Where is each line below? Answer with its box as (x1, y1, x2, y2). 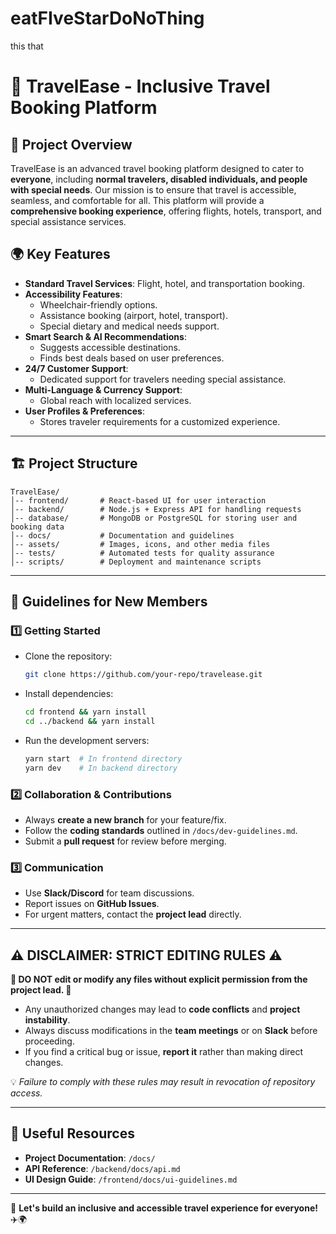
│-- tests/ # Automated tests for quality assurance (10, 548, 275, 558)
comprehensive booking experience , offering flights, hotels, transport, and (10, 205, 322, 217)
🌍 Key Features (10, 246, 111, 263)
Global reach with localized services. (39, 394, 192, 406)
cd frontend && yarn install (24, 707, 147, 717)
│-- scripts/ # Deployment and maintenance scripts (10, 557, 262, 567)
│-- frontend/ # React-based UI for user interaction (10, 495, 267, 506)
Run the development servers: (24, 734, 150, 746)
